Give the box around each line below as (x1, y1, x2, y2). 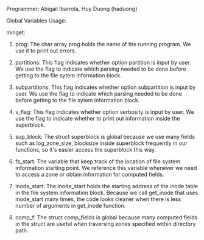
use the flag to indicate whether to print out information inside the (15, 115, 180, 122)
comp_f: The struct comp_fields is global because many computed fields (15, 214, 198, 221)
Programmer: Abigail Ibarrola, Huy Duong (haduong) (6, 5, 138, 12)
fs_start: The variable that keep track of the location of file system (15, 158, 181, 165)
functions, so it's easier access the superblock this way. (15, 146, 157, 153)
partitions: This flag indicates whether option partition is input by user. (15, 59, 191, 66)
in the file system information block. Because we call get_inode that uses (15, 189, 199, 196)
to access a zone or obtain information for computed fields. (15, 171, 164, 178)
